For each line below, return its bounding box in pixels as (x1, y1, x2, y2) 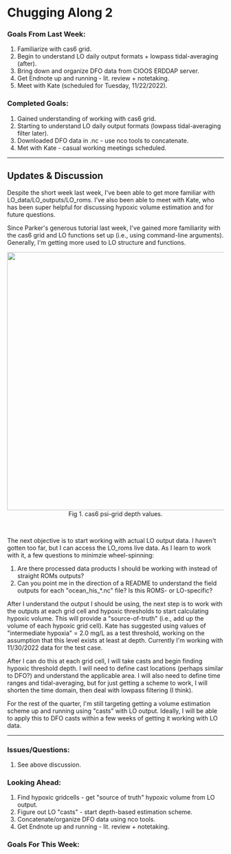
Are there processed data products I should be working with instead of (16, 564, 218, 573)
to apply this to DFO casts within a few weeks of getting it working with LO (7, 714, 218, 722)
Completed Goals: (7, 98, 69, 108)
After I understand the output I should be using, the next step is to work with (7, 599, 223, 608)
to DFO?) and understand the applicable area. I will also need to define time (7, 671, 221, 679)
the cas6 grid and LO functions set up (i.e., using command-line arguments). (7, 231, 224, 239)
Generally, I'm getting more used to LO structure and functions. (7, 238, 186, 246)
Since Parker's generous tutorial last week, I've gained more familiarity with (7, 224, 221, 232)
